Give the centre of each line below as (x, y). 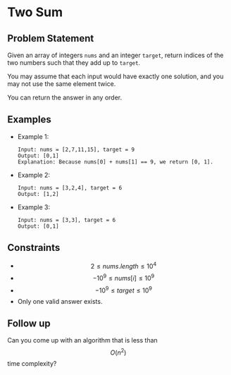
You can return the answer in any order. (64, 97)
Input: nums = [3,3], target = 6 (67, 220)
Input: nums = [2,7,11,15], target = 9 (76, 149)
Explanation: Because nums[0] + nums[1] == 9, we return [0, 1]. (115, 162)
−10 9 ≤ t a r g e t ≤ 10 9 (124, 290)
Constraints (34, 248)
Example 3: (34, 207)
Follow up (29, 323)
